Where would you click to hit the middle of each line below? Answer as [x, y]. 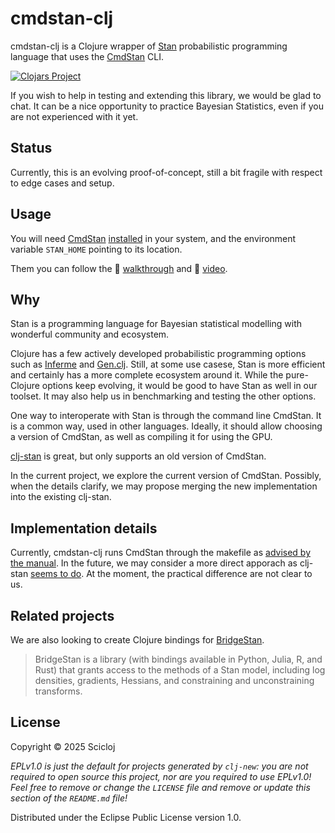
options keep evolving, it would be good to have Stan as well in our [179, 386]
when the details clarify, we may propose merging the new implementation [164, 486]
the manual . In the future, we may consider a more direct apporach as [154, 563]
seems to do [56, 574]
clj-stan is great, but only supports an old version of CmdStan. [138, 456]
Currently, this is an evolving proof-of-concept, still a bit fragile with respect [166, 172]
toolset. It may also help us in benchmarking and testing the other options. [163, 396]
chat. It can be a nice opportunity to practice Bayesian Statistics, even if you [167, 106]
